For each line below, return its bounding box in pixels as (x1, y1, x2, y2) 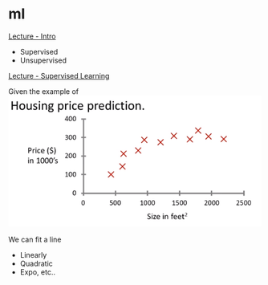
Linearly (19, 250, 47, 260)
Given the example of (8, 86, 79, 96)
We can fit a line (8, 234, 62, 245)
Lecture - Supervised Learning (8, 71, 110, 80)
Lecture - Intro (8, 31, 56, 41)
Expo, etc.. (19, 267, 56, 277)
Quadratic (19, 259, 54, 269)
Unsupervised (19, 55, 67, 65)
